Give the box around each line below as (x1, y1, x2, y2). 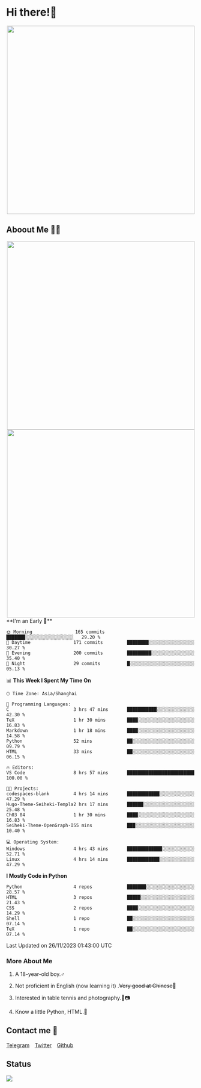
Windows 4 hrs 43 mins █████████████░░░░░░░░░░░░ (6, 846, 195, 852)
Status (6, 1059, 32, 1069)
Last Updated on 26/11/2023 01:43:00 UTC (6, 942, 112, 949)
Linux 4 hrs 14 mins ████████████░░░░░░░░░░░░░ (6, 856, 195, 862)
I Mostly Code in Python (6, 872, 67, 879)
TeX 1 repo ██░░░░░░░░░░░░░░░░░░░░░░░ (6, 926, 195, 932)
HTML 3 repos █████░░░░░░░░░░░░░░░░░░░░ (6, 894, 195, 900)
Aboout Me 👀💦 (6, 225, 61, 235)
